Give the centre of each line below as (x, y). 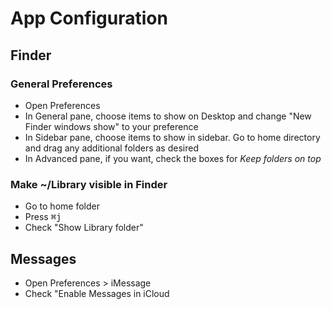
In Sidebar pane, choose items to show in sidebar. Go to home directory (172, 137)
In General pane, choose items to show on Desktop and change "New (168, 116)
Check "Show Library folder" (84, 228)
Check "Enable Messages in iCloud (97, 293)
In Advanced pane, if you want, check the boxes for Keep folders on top (173, 158)
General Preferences (61, 84)
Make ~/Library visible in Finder (89, 184)
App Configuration (89, 18)
